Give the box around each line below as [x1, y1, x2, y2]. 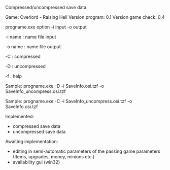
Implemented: [5, 114, 35, 119]
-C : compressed [5, 53, 41, 59]
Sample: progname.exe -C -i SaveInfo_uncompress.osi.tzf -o [5, 98, 132, 104]
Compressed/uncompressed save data [5, 5, 87, 10]
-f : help [5, 73, 22, 79]
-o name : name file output [5, 44, 61, 50]
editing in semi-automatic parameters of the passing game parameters [12, 148, 161, 154]
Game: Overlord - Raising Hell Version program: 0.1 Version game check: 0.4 [5, 14, 165, 20]
